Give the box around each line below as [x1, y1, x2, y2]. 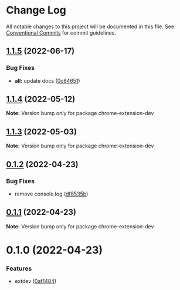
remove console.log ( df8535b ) [14, 190, 89, 197]
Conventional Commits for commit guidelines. [6, 29, 116, 36]
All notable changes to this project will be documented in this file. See [6, 23, 175, 30]
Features [6, 264, 32, 272]
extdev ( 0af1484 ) [14, 278, 57, 285]
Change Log [6, 4, 66, 17]
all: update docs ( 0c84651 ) [14, 77, 80, 84]
